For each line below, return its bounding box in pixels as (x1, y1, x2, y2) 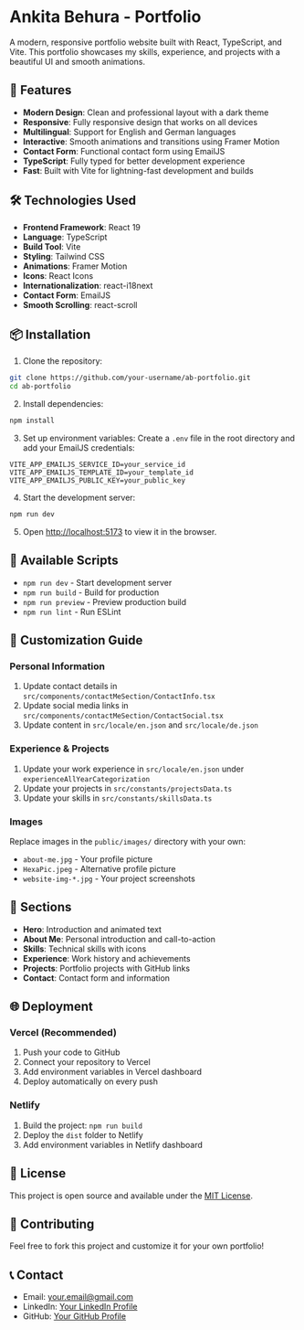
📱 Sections (9, 899, 72, 915)
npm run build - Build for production (22, 587, 160, 598)
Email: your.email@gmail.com (22, 1292, 134, 1303)
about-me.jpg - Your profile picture (22, 853, 153, 865)
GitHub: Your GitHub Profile (22, 1311, 126, 1322)
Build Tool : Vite (22, 240, 81, 252)
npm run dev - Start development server (22, 577, 173, 588)
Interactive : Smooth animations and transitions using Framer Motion (22, 135, 280, 147)
